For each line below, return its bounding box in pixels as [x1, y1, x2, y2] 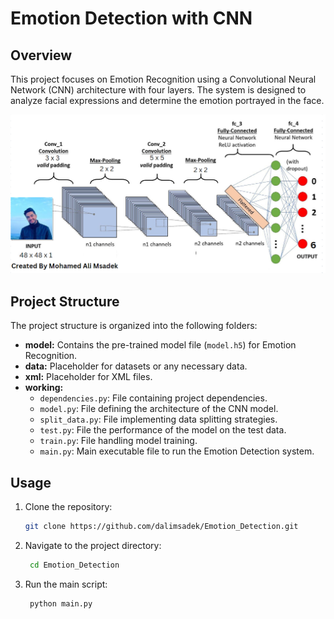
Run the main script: [24, 578, 108, 590]
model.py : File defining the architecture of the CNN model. [39, 403, 279, 415]
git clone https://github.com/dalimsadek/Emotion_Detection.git [24, 522, 299, 532]
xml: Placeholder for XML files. [24, 371, 153, 383]
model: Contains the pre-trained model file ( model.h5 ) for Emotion [24, 339, 297, 351]
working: [24, 382, 64, 394]
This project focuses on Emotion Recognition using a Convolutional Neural [10, 73, 317, 85]
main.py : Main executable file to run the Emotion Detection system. [39, 445, 315, 457]
